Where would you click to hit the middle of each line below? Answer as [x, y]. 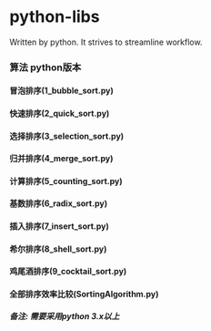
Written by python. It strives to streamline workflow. [106, 42]
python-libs [55, 17]
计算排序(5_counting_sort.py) [66, 181]
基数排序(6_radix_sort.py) [58, 203]
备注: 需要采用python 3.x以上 [65, 316]
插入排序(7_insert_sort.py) [59, 226]
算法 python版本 [45, 67]
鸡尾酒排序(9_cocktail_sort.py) [68, 272]
